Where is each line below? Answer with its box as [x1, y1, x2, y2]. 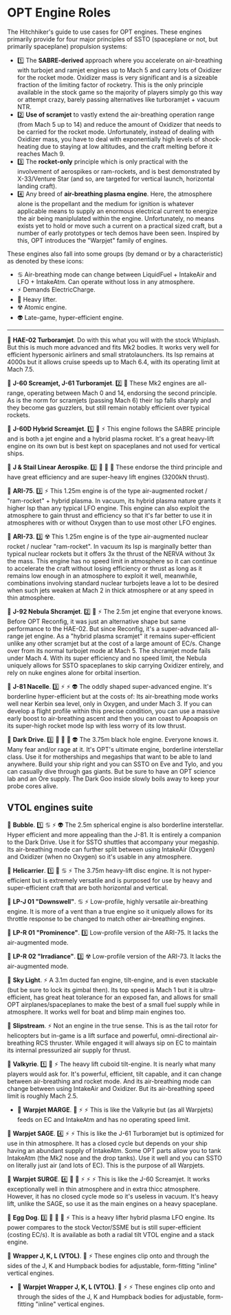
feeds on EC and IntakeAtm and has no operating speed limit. [16, 1115, 190, 1123]
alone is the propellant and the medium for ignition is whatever [16, 199, 195, 208]
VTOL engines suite [7, 802, 93, 814]
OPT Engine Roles [7, 5, 111, 21]
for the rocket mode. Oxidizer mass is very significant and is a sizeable [16, 73, 218, 81]
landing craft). [16, 181, 57, 190]
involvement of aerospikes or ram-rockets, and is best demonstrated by [16, 167, 221, 175]
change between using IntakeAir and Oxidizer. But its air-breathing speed [7, 1084, 214, 1092]
